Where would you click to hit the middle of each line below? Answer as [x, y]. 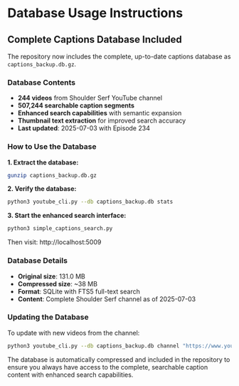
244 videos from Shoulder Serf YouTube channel [90, 98]
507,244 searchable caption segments [76, 105]
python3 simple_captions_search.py [60, 229]
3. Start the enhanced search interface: [67, 216]
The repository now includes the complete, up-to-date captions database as [119, 56]
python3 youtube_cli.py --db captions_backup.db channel [94, 346]
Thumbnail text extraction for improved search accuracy [102, 121]
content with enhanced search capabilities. [70, 375]
